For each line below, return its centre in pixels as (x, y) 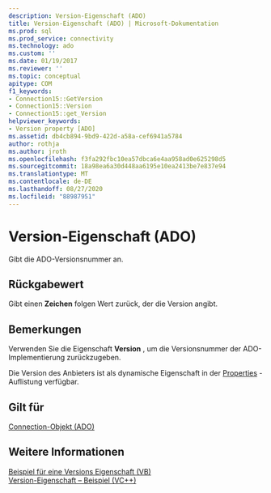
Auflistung (25, 382)
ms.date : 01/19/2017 (43, 62)
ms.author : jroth (38, 151)
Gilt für (26, 407)
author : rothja (34, 144)
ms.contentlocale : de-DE (50, 182)
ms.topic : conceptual (45, 76)
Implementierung (37, 358)
